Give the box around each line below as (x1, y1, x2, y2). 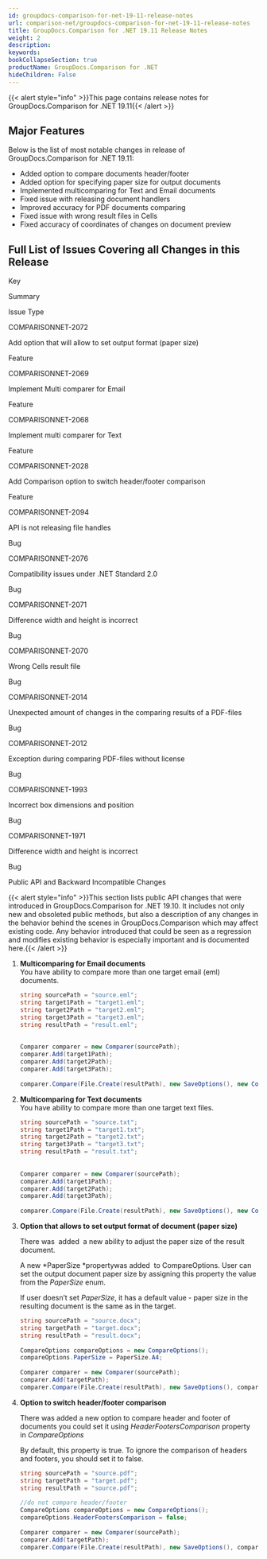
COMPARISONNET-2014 (8, 693, 88, 702)
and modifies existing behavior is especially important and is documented (8, 935, 250, 945)
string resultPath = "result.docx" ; (19, 1332, 141, 1339)
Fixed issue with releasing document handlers (19, 194, 171, 204)
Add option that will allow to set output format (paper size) (8, 338, 199, 348)
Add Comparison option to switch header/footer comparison (8, 476, 206, 486)
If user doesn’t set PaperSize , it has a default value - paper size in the (19, 1293, 249, 1302)
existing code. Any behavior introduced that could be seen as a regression (8, 927, 252, 936)
